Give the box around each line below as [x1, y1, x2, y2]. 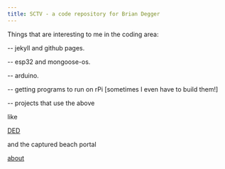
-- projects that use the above [7, 99, 95, 107]
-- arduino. [7, 71, 39, 80]
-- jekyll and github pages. [7, 43, 85, 52]
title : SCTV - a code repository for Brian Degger [7, 10, 160, 18]
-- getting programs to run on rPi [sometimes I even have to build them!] [7, 84, 219, 93]
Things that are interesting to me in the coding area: [7, 30, 159, 38]
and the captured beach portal [7, 140, 97, 148]
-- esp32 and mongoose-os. [7, 58, 91, 66]
